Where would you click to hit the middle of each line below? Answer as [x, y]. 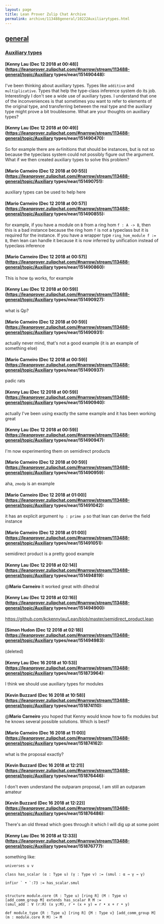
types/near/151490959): [80, 473]
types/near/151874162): [79, 743]
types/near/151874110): [79, 705]
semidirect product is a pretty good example [50, 554]
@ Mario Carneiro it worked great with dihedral [52, 586]
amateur [13, 792]
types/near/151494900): [80, 608]
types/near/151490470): [80, 138]
